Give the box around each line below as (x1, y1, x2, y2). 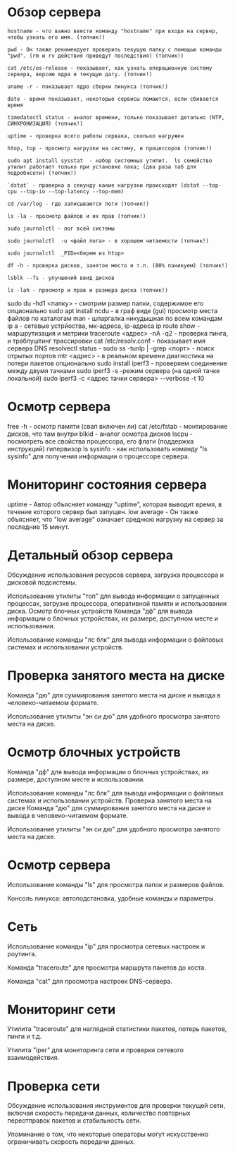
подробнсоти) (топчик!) (7, 169, 77, 176)
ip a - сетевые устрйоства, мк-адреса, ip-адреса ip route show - (7, 322, 201, 330)
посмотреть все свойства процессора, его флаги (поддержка (7, 437, 194, 445)
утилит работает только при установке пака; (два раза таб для (7, 163, 197, 170)
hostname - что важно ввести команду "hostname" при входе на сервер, (7, 28, 219, 35)
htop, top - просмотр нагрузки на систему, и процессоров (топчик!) (7, 145, 212, 152)
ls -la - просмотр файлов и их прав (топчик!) (7, 212, 146, 219)
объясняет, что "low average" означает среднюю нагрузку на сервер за (7, 515, 224, 523)
